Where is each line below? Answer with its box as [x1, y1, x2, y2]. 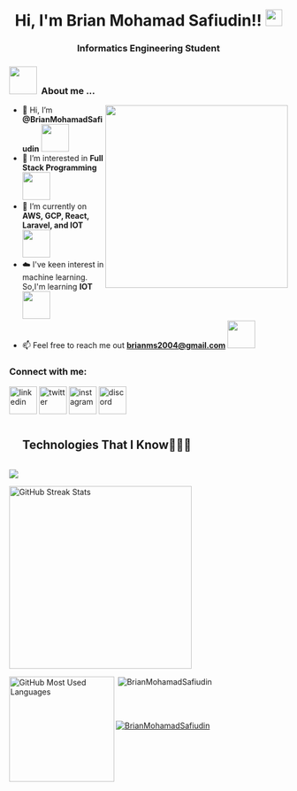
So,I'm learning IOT [21, 282, 93, 292]
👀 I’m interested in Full [21, 153, 103, 164]
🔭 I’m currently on [21, 201, 87, 212]
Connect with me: [9, 366, 88, 378]
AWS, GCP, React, [21, 211, 90, 221]
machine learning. [21, 272, 88, 283]
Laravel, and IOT [21, 220, 84, 230]
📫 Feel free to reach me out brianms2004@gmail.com [21, 340, 226, 351]
